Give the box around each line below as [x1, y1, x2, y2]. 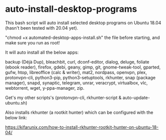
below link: [5, 114, 27, 120]
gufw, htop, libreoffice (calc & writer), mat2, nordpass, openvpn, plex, [5, 69, 147, 75]
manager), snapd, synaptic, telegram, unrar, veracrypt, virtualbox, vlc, [5, 80, 148, 86]
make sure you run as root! [5, 39, 60, 45]
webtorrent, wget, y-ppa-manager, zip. [5, 85, 85, 91]
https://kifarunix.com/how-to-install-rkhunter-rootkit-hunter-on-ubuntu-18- [5, 124, 159, 130]
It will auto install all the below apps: [5, 49, 79, 55]
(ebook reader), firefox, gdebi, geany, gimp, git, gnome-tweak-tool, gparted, [5, 64, 161, 70]
